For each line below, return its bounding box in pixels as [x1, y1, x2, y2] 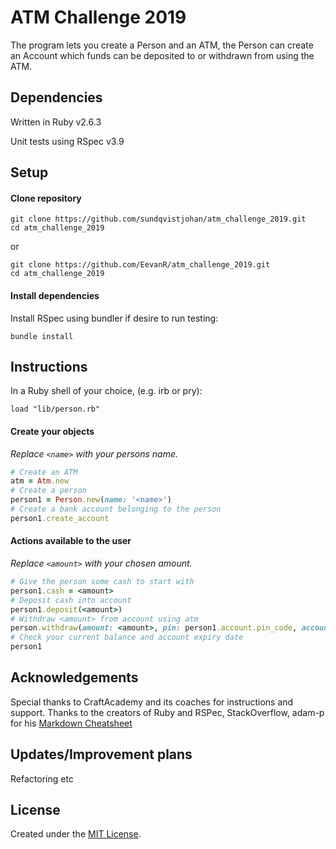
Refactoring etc [10, 772, 74, 785]
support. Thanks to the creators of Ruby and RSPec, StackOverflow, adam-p [10, 706, 325, 718]
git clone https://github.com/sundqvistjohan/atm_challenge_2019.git [10, 214, 307, 225]
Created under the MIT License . [10, 828, 142, 840]
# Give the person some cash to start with [10, 577, 195, 587]
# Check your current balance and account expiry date [10, 632, 244, 643]
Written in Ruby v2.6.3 [10, 116, 102, 128]
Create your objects [10, 425, 95, 437]
